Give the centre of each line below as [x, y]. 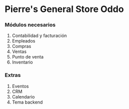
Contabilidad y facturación [39, 35]
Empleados [24, 41]
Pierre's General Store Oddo [64, 9]
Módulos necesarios [30, 25]
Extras [13, 75]
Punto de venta [28, 57]
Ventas [19, 51]
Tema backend [27, 102]
